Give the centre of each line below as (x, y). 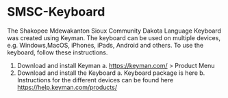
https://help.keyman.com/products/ (67, 87)
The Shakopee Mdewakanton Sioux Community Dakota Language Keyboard (114, 31)
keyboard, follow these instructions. (58, 52)
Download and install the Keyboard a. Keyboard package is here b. (111, 73)
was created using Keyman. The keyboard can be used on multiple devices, (114, 37)
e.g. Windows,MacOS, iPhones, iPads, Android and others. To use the (105, 45)
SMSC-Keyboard (56, 12)
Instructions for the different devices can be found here (95, 80)
